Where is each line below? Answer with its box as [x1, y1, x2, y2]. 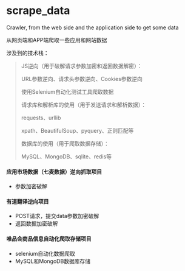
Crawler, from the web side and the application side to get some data [6, 24, 179, 31]
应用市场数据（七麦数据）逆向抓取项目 [6, 168, 102, 175]
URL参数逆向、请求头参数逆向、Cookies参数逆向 [21, 75, 143, 82]
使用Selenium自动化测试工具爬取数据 [21, 88, 114, 95]
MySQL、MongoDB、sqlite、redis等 [21, 153, 112, 160]
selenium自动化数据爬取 [15, 250, 76, 257]
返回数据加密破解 [15, 220, 58, 227]
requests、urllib [21, 114, 61, 121]
